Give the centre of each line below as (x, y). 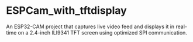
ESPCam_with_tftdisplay (66, 11)
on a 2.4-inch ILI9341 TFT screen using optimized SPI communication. (102, 32)
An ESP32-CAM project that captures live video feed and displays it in (90, 26)
